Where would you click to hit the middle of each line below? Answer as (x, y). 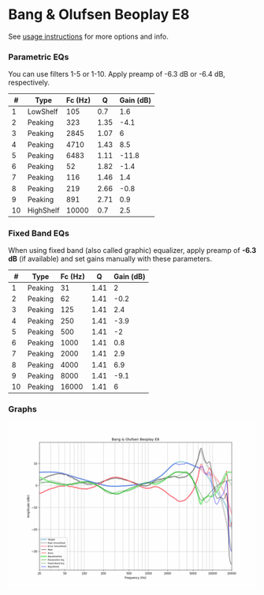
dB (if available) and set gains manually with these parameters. (110, 259)
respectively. (29, 83)
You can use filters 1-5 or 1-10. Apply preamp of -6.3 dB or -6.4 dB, (117, 74)
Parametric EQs (39, 57)
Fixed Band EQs (39, 233)
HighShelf (43, 210)
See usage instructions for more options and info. (89, 36)
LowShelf (43, 111)
